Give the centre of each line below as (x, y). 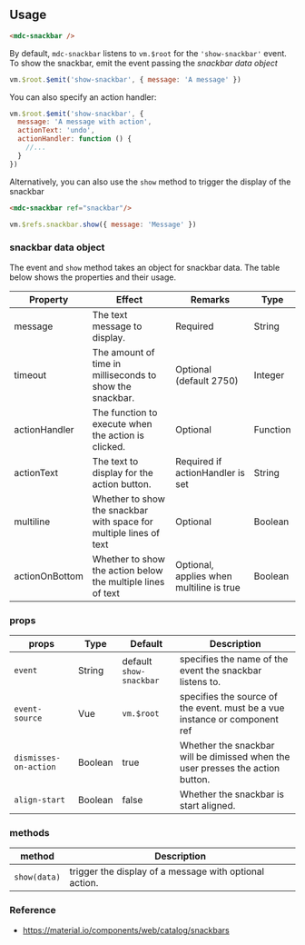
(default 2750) (207, 381)
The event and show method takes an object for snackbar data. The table (145, 267)
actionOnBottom (49, 576)
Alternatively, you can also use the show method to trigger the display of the (150, 182)
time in (107, 363)
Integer (269, 374)
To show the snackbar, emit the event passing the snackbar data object (144, 63)
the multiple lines (128, 582)
